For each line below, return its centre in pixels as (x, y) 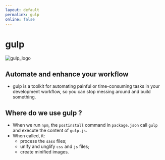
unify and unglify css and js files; (55, 146)
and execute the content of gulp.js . (50, 130)
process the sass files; (43, 141)
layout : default (22, 10)
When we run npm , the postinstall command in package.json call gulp (85, 125)
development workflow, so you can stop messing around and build (81, 92)
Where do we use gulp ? (44, 113)
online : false (20, 19)
